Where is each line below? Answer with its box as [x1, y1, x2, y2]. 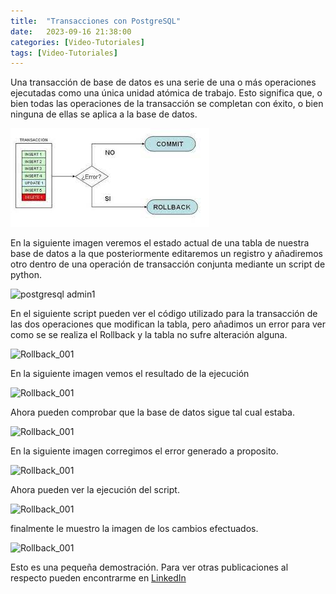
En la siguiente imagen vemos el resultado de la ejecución [10, 368, 250, 380]
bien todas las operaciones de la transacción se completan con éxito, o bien [10, 98, 324, 110]
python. [10, 269, 42, 281]
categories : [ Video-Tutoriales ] [10, 37, 145, 47]
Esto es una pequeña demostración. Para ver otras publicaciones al [10, 561, 289, 574]
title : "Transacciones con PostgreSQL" [10, 16, 182, 26]
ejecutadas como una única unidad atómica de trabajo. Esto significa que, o [10, 87, 323, 99]
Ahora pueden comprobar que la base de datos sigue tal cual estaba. [10, 406, 295, 419]
